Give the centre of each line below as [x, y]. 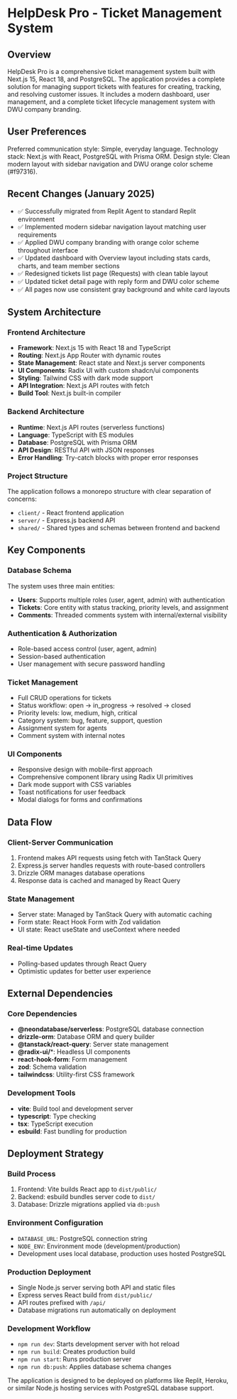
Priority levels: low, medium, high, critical [77, 713]
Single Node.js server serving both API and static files [97, 1288]
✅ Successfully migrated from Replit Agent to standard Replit [107, 211]
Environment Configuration [55, 1223]
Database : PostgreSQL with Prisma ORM [77, 442]
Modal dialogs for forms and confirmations [80, 800]
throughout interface [48, 250]
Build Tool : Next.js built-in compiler [69, 394]
